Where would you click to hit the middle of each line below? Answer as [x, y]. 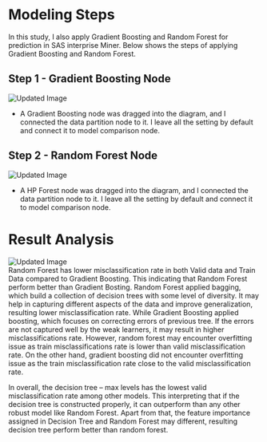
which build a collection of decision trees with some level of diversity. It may [134, 295]
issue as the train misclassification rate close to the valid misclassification [130, 363]
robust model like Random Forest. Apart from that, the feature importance [129, 412]
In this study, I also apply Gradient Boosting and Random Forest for [118, 37]
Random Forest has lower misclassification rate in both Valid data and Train [132, 270]
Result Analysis [61, 239]
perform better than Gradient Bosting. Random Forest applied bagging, [125, 287]
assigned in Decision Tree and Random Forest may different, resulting [123, 421]
